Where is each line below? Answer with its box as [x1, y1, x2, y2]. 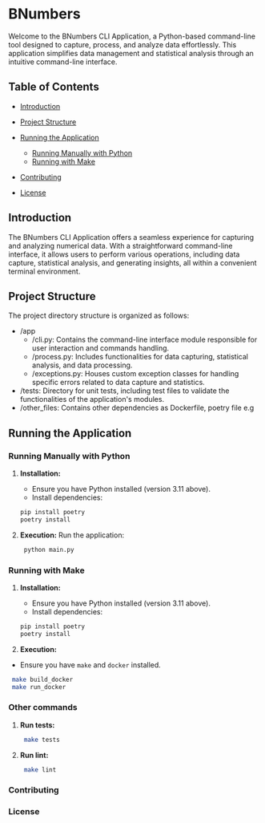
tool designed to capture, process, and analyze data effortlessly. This [8, 39, 237, 49]
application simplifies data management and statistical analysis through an [8, 48, 255, 58]
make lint [23, 765, 57, 774]
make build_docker [11, 675, 74, 683]
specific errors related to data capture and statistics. [31, 378, 206, 387]
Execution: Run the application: [19, 530, 125, 540]
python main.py [23, 545, 74, 553]
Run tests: [19, 720, 55, 730]
